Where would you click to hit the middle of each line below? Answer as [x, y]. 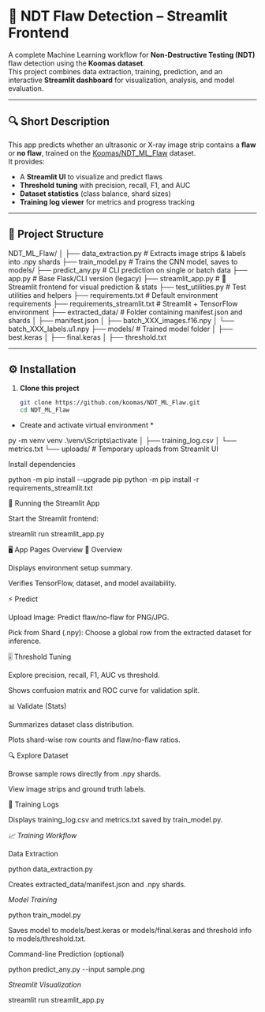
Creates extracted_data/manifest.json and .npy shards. [97, 885]
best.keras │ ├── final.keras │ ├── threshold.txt [88, 337]
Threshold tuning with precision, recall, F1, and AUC [105, 185]
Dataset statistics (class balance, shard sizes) [95, 194]
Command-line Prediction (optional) [66, 954]
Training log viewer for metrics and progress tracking [107, 201]
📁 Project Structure [56, 234]
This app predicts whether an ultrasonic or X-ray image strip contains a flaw [132, 145]
